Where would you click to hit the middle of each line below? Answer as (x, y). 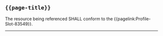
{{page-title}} (28, 8)
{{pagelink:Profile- (132, 19)
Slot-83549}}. (19, 24)
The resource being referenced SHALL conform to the (59, 19)
